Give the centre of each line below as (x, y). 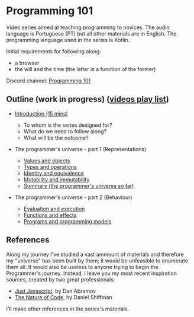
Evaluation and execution (54, 209)
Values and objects (47, 161)
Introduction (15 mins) (41, 113)
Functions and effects (50, 215)
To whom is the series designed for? (68, 125)
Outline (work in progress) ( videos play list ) (88, 99)
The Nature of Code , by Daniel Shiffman (63, 297)
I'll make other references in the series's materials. (68, 309)
